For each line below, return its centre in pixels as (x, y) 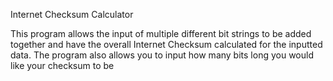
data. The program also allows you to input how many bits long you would (162, 55)
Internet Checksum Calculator (72, 14)
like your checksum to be (62, 65)
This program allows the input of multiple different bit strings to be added (161, 33)
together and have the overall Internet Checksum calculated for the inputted (166, 44)
